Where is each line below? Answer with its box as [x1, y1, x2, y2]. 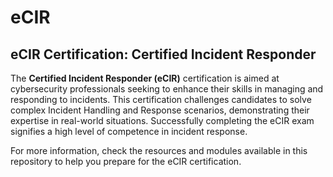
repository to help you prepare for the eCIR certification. [10, 156, 242, 167]
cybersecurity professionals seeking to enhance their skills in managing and [10, 83, 324, 95]
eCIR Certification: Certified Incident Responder [10, 46, 317, 63]
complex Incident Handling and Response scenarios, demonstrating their [10, 104, 310, 116]
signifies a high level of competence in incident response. [10, 126, 248, 137]
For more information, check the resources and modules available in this [10, 145, 308, 156]
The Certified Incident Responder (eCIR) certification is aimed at [10, 72, 280, 84]
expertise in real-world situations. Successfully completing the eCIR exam [10, 115, 315, 126]
